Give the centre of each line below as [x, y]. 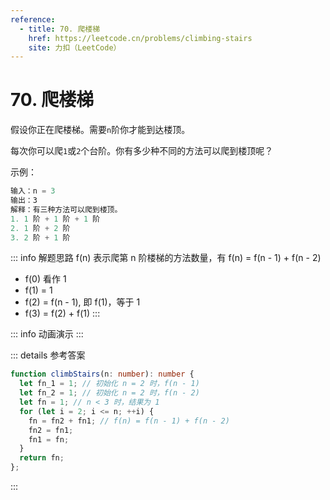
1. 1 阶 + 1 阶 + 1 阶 [55, 219]
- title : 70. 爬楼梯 [60, 29]
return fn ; [42, 458]
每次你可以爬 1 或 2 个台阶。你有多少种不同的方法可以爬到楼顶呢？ [142, 151]
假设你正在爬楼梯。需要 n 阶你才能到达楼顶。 [100, 130]
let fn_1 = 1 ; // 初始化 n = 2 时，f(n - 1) [109, 384]
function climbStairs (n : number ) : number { [102, 374]
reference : [33, 19]
